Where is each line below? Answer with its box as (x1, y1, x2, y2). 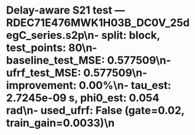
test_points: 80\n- (6, 41, 97, 55)
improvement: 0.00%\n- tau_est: (6, 79, 171, 92)
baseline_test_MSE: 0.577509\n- (6, 54, 171, 67)
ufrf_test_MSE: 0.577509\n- (6, 66, 148, 80)
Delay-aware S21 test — (6, 4, 125, 17)
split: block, (101, 29, 161, 42)
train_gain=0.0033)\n (6, 116, 115, 130)
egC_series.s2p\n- (6, 29, 99, 42)
